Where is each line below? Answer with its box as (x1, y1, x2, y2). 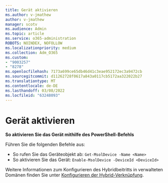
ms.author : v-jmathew (5, 12, 51, 17)
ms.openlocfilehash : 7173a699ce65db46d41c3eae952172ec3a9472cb (5, 69, 143, 74)
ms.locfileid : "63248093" (5, 93, 60, 98)
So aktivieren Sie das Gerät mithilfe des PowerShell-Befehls (5, 132, 134, 138)
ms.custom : (5, 55, 29, 60)
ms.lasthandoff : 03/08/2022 (5, 88, 65, 93)
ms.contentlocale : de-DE (5, 83, 58, 88)
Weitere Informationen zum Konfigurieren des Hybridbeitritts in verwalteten (5, 167, 163, 173)
